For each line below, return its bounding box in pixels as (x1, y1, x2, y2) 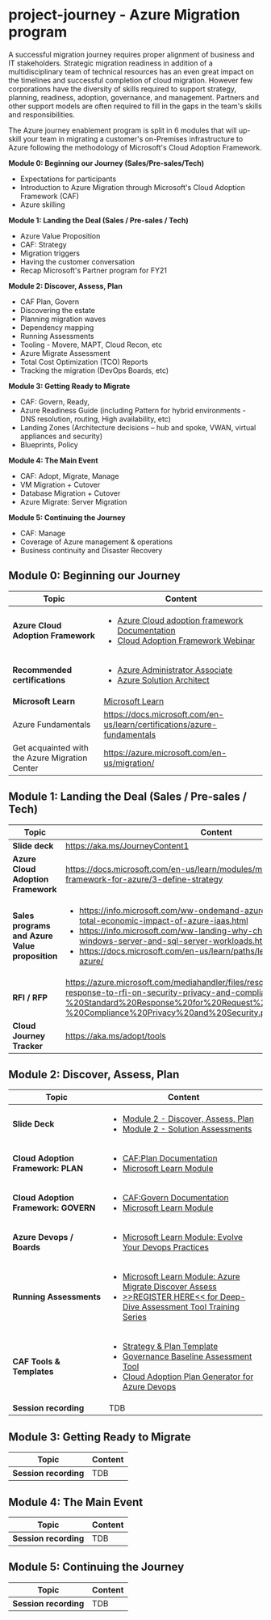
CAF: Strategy (19, 239, 67, 249)
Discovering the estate (19, 305, 95, 315)
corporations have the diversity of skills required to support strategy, (8, 83, 236, 94)
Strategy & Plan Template (122, 1341, 219, 1352)
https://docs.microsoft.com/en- (103, 708, 224, 720)
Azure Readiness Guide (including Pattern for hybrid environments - (19, 405, 246, 415)
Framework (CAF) (19, 191, 79, 201)
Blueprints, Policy (19, 439, 78, 450)
